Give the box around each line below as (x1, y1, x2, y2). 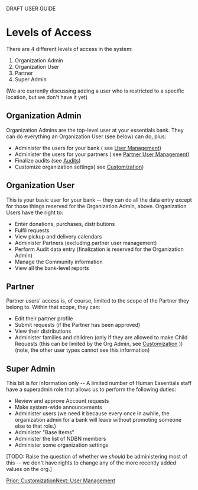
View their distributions (14, 327, 72, 335)
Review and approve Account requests (14, 397, 109, 405)
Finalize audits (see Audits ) (14, 157, 81, 164)
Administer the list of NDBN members (14, 435, 106, 443)
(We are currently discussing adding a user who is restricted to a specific (6, 87, 184, 94)
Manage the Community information (14, 258, 103, 265)
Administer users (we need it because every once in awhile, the (14, 410, 170, 417)
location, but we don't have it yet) (6, 93, 87, 100)
